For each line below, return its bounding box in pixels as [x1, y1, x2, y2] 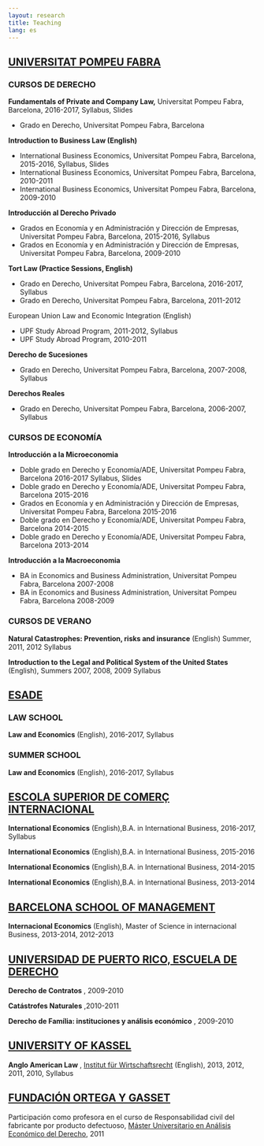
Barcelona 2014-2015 [19, 524, 89, 533]
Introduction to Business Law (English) [8, 135, 138, 146]
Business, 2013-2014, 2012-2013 [8, 930, 114, 940]
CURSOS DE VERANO [8, 616, 92, 627]
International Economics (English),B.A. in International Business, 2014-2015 [8, 862, 255, 872]
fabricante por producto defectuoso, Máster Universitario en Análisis [8, 1120, 231, 1130]
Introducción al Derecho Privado [8, 208, 117, 217]
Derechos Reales [8, 389, 65, 399]
